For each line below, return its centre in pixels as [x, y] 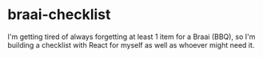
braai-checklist [59, 15]
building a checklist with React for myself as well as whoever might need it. [131, 44]
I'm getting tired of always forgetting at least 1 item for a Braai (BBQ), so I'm [131, 37]
